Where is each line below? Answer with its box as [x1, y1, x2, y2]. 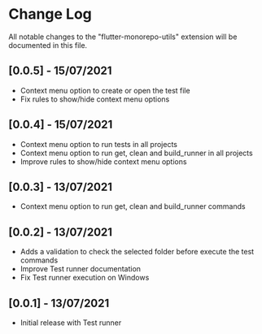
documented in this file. [8, 40, 88, 50]
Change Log [8, 5, 92, 24]
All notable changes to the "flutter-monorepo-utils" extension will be [8, 32, 238, 41]
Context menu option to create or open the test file [20, 85, 190, 95]
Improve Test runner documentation [20, 264, 141, 274]
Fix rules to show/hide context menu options [20, 94, 170, 104]
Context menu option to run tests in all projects [20, 139, 177, 149]
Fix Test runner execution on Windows [20, 273, 150, 283]
